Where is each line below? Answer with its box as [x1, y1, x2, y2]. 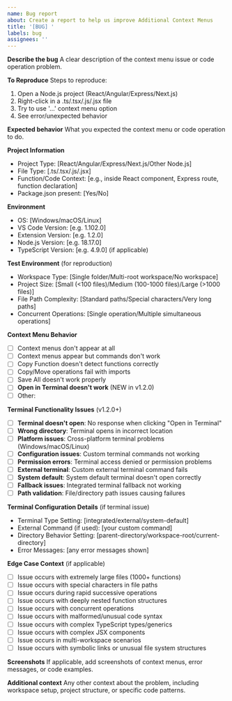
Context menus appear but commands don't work [17, 352, 161, 361]
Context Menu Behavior [7, 331, 78, 339]
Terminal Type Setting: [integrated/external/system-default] [17, 517, 190, 525]
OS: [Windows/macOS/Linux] [17, 216, 102, 225]
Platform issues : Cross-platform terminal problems [17, 434, 165, 443]
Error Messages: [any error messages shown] [17, 546, 149, 554]
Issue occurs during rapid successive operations [17, 589, 157, 597]
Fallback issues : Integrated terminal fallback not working [17, 481, 182, 489]
